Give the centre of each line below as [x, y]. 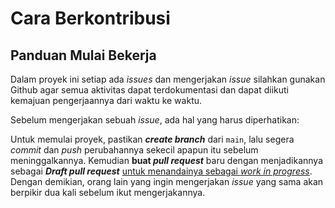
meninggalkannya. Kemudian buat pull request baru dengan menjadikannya [166, 160]
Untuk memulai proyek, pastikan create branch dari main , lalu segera [152, 139]
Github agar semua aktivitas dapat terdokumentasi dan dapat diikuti [149, 90]
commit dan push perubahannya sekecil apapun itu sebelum [134, 150]
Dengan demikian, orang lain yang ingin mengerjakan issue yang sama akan [167, 181]
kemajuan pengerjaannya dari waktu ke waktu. [106, 100]
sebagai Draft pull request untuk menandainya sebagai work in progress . [161, 171]
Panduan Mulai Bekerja [83, 55]
